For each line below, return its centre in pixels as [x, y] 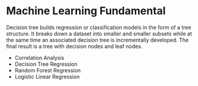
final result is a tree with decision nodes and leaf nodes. [74, 46]
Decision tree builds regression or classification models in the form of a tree [99, 27]
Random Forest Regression [48, 70]
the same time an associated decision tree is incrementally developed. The [97, 40]
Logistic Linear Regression [47, 77]
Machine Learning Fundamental [86, 11]
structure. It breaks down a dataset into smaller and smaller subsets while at [99, 33]
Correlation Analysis [39, 58]
